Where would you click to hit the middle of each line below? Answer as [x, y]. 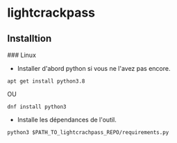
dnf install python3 [37, 107]
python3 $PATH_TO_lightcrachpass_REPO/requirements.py [88, 133]
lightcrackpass [51, 13]
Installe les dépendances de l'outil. [67, 120]
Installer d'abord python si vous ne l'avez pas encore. [94, 68]
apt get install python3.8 [46, 81]
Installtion [29, 39]
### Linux [22, 55]
